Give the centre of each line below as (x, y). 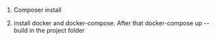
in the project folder (57, 30)
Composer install (37, 10)
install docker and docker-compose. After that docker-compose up (108, 23)
